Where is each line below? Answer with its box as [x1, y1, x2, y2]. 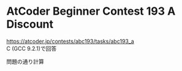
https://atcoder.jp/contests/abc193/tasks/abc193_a [6, 37, 135, 45]
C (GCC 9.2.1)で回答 [6, 45, 57, 52]
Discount [6, 17, 54, 31]
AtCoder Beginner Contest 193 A [6, 4, 176, 18]
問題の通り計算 [6, 58, 44, 65]
